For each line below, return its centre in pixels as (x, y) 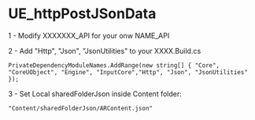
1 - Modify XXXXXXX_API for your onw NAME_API (89, 36)
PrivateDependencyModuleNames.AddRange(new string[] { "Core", (114, 65)
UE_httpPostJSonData (82, 14)
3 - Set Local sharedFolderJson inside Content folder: (95, 94)
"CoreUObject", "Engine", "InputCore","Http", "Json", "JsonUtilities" (128, 72)
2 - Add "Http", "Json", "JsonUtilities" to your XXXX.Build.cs (105, 51)
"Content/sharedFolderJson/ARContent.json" (81, 108)
